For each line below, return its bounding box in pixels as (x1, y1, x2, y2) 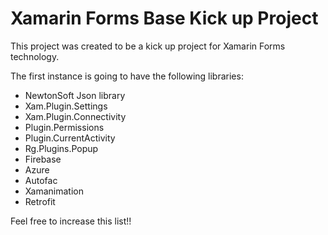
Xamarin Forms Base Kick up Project (10, 7, 319, 30)
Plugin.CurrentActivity (24, 132, 116, 144)
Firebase (24, 153, 62, 165)
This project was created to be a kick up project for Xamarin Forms (10, 40, 286, 52)
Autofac (24, 174, 58, 186)
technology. (10, 50, 60, 62)
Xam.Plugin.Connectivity (24, 110, 127, 122)
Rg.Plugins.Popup (24, 142, 99, 154)
